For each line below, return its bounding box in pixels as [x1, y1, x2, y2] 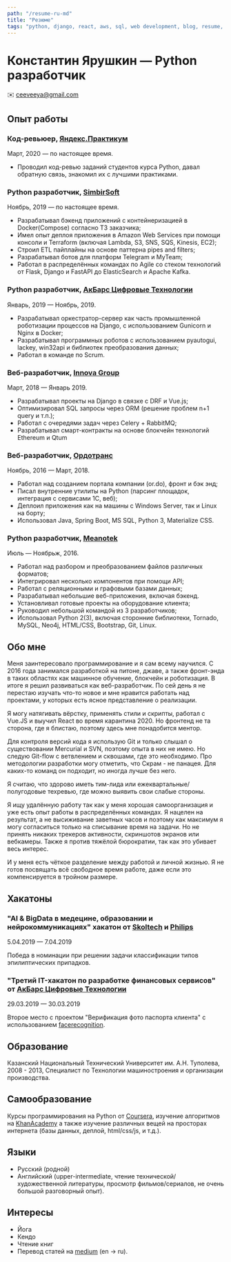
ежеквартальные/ [137, 780, 190, 788]
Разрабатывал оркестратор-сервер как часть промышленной [17, 314, 201, 322]
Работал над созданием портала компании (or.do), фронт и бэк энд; [17, 480, 219, 488]
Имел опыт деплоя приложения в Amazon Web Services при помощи [17, 231, 221, 239]
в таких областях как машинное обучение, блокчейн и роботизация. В [7, 674, 216, 683]
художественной [17, 1179, 68, 1188]
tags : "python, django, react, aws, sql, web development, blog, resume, [7, 23, 224, 30]
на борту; [17, 509, 46, 517]
